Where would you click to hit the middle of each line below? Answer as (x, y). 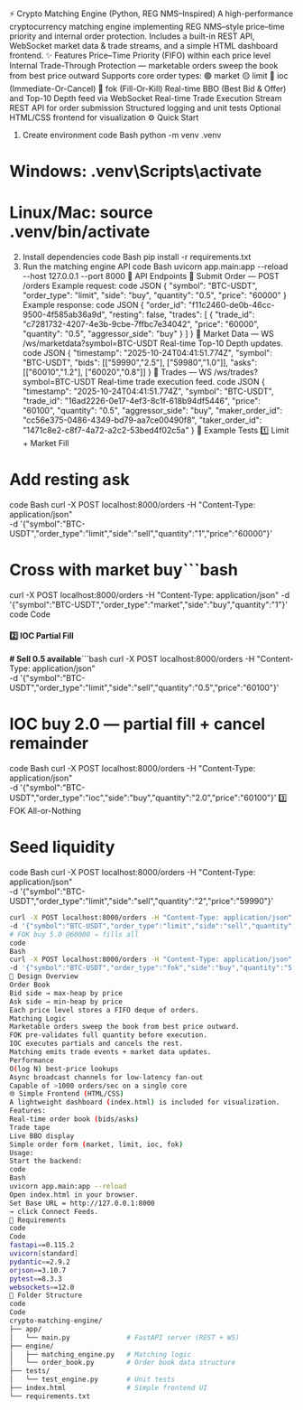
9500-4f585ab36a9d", (64, 314)
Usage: (22, 1153)
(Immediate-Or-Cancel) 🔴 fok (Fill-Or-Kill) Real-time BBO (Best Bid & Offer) (148, 89)
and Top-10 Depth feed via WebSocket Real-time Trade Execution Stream (146, 98)
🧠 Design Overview (44, 976)
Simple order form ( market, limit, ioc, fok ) (96, 1144)
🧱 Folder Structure (46, 1295)
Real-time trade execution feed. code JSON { (182, 382)
